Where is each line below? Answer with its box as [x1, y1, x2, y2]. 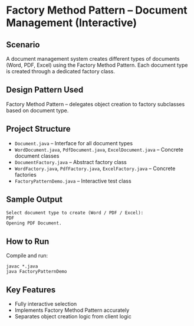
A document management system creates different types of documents [6, 56, 180, 62]
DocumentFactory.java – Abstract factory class [14, 158, 127, 165]
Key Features [6, 285, 56, 295]
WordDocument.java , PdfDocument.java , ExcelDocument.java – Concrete [14, 146, 184, 153]
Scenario [6, 40, 40, 50]
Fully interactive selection [14, 301, 77, 308]
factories [14, 171, 37, 178]
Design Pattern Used [6, 85, 84, 95]
